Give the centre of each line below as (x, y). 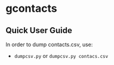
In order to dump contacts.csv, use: (49, 44)
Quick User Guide (39, 30)
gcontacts (31, 9)
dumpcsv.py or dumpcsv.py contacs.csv (61, 56)
